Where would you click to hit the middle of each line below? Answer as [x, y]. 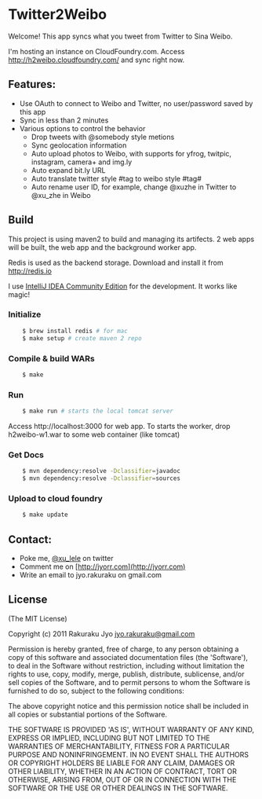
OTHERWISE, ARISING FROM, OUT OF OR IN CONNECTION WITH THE [122, 779]
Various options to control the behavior [82, 128]
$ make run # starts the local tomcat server [98, 411]
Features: [32, 84]
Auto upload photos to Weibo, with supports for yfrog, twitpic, [131, 153]
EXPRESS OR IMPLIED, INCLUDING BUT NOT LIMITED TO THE [109, 738]
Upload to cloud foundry [56, 498]
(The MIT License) [38, 618]
